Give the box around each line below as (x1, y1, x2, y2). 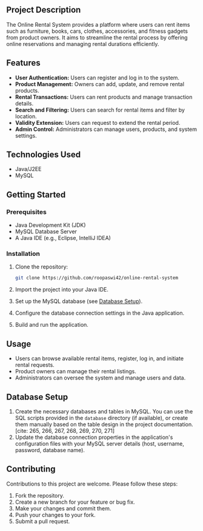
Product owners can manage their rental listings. (15, 368, 136, 375)
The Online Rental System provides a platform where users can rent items (6, 21, 190, 28)
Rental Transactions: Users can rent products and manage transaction (15, 93, 193, 101)
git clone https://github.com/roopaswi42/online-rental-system (15, 275, 179, 281)
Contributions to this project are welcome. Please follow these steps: (6, 480, 178, 487)
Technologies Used (6, 150, 81, 160)
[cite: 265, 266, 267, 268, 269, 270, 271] (15, 427, 115, 434)
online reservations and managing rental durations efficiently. (6, 40, 159, 47)
